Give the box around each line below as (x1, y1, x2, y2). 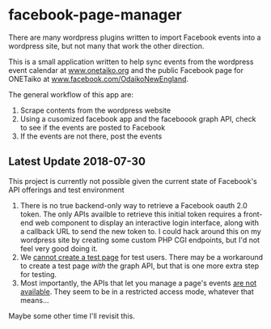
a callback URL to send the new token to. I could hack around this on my (19, 226, 261, 236)
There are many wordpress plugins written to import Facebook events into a (8, 32, 261, 42)
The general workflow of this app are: (8, 89, 134, 99)
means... (19, 295, 49, 305)
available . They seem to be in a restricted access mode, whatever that (19, 286, 255, 297)
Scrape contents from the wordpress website (19, 105, 171, 115)
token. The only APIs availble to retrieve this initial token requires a (19, 209, 242, 219)
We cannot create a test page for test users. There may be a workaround (19, 252, 264, 262)
